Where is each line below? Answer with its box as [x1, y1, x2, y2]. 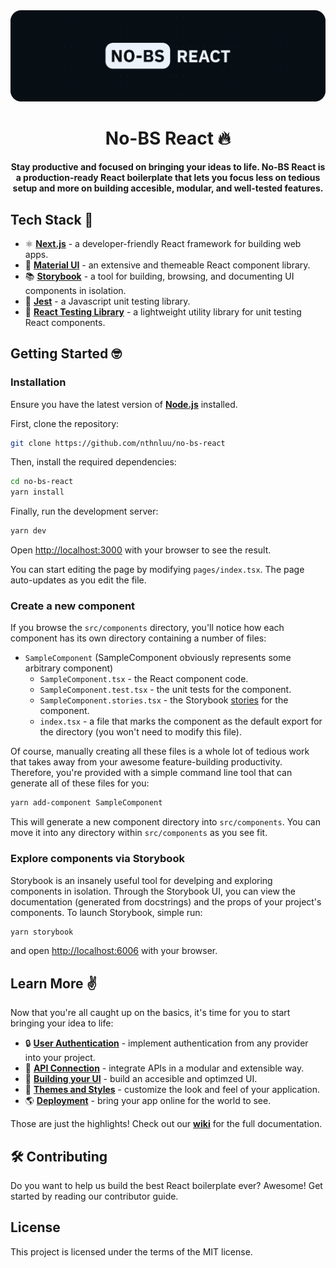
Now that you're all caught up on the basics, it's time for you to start [10, 1007, 291, 1019]
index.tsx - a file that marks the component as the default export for [39, 715, 323, 728]
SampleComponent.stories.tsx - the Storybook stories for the [39, 694, 289, 706]
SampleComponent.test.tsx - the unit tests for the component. [39, 684, 292, 696]
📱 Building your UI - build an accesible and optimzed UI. [24, 1073, 258, 1085]
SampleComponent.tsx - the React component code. [39, 673, 249, 685]
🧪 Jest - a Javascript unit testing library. [24, 295, 191, 307]
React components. [24, 316, 106, 328]
